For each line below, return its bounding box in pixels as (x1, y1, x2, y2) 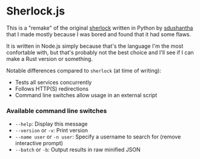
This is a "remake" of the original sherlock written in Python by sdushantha (6, 24, 193, 31)
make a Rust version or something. (6, 55, 93, 62)
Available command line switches (6, 106, 107, 115)
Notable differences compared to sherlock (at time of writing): (6, 67, 162, 74)
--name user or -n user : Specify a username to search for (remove (15, 133, 181, 140)
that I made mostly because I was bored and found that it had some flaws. (6, 30, 192, 37)
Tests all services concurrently (15, 79, 92, 86)
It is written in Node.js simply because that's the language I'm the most (6, 42, 184, 50)
